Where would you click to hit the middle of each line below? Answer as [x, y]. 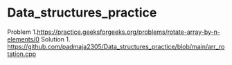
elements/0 [24, 39]
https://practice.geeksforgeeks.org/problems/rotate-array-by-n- [128, 32]
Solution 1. [56, 39]
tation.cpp [22, 54]
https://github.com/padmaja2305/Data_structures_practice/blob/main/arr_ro [116, 46]
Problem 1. [22, 32]
